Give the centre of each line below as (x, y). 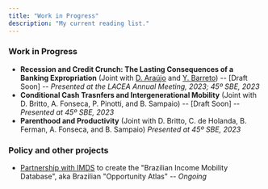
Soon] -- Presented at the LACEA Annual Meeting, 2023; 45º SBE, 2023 (140, 86)
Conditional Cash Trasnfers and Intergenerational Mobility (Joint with (138, 94)
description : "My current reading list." (79, 23)
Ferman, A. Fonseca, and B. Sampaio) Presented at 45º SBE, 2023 (130, 129)
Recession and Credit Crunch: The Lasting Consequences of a (127, 69)
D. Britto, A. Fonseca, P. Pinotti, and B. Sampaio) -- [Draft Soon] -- (130, 103)
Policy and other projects (59, 150)
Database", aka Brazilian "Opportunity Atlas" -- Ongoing (113, 176)
